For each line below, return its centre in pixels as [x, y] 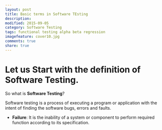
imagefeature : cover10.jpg [32, 37]
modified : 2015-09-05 [27, 23]
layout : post [18, 9]
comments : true [20, 41]
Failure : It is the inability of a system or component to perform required [83, 117]
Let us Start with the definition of [73, 70]
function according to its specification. [51, 122]
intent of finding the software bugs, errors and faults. [58, 108]
